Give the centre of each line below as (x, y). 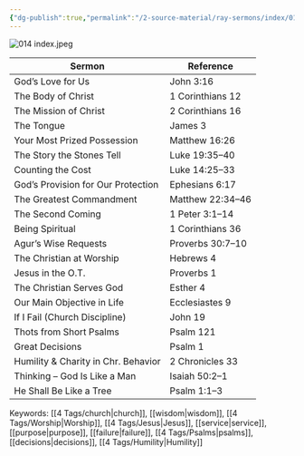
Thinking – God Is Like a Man (75, 375)
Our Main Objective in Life (69, 302)
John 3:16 (192, 81)
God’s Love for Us (52, 81)
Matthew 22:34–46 (210, 199)
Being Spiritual (45, 228)
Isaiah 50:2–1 (199, 375)
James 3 (188, 125)
